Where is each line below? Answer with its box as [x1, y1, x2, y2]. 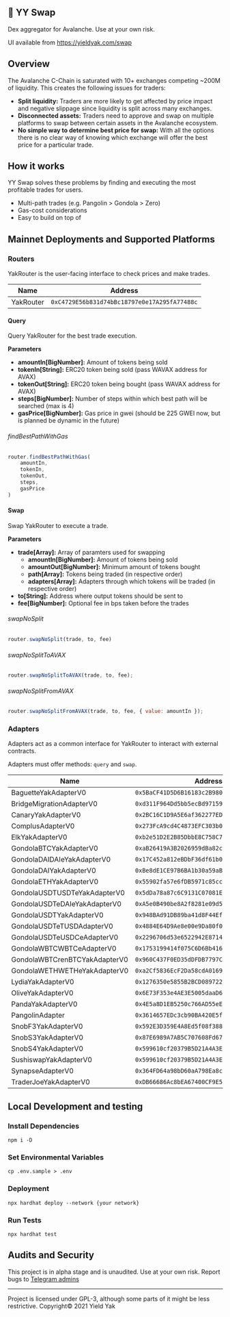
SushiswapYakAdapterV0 [11, 1055, 93, 1065]
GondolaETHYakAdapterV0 [11, 877, 99, 887]
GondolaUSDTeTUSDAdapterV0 [11, 922, 113, 931]
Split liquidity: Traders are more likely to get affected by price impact [17, 97, 213, 105]
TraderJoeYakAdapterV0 [11, 1077, 91, 1087]
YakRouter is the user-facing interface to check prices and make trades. [8, 270, 210, 278]
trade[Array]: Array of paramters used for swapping [17, 548, 166, 556]
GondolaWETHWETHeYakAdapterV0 [11, 966, 129, 976]
